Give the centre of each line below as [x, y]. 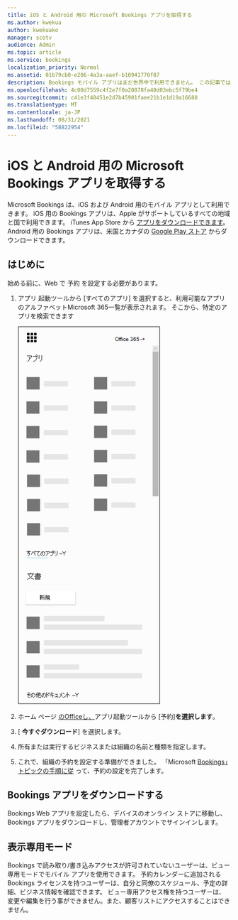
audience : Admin [31, 45]
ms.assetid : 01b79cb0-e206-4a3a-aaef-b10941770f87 [84, 75]
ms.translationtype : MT [42, 105]
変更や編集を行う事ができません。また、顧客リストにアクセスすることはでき [119, 901]
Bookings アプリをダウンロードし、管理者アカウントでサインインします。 [114, 822]
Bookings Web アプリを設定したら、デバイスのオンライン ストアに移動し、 [117, 813]
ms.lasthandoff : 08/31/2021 [49, 120]
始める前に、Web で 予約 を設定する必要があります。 [84, 283]
